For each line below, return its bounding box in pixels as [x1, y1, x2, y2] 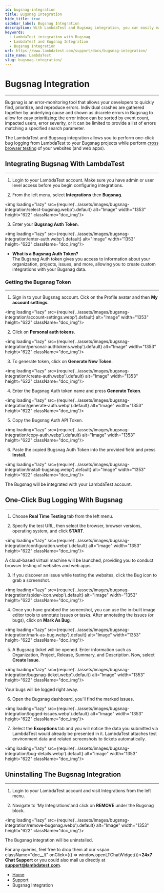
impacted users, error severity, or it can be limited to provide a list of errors [5, 120, 156, 126]
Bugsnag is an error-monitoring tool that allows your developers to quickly [5, 99, 155, 105]
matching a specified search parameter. [5, 126, 85, 131]
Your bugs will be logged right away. [5, 686, 79, 692]
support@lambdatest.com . [5, 862, 61, 868]
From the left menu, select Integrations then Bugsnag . [12, 192, 123, 198]
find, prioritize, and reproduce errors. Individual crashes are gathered [5, 105, 144, 110]
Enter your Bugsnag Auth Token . [12, 221, 79, 227]
